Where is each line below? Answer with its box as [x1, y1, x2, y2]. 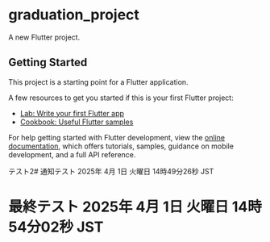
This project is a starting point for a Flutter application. [8, 77, 189, 86]
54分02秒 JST [8, 218, 104, 236]
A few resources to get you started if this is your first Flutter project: [8, 93, 234, 102]
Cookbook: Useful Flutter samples [19, 117, 134, 127]
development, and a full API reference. [8, 149, 136, 159]
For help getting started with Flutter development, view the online [8, 132, 226, 142]
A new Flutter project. [8, 32, 81, 42]
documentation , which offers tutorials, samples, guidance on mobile [8, 141, 234, 151]
